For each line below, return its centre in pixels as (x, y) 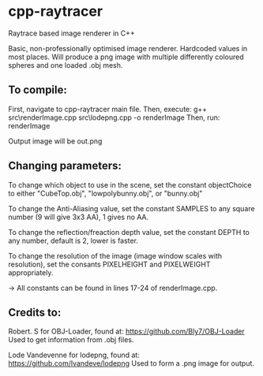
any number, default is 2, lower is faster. (73, 240)
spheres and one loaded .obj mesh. (66, 65)
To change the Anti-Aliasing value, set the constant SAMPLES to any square (131, 208)
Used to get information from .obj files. (71, 340)
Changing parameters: (65, 166)
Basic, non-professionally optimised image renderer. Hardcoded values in (128, 48)
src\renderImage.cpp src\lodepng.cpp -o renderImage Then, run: (114, 117)
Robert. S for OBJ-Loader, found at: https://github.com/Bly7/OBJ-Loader (126, 331)
